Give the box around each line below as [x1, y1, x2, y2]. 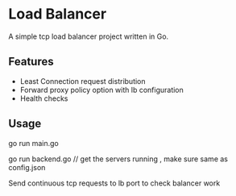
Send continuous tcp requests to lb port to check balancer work [8, 178, 221, 188]
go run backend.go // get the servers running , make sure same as [8, 154, 228, 164]
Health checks [19, 94, 68, 103]
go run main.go [8, 138, 59, 148]
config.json [8, 162, 46, 172]
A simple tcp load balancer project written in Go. [8, 31, 169, 41]
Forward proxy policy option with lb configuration [19, 85, 184, 94]
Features [8, 55, 54, 69]
